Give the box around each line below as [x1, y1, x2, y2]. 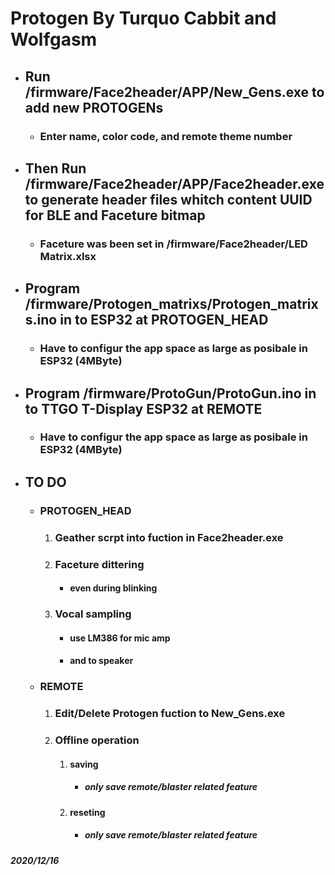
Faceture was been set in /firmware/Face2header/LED [39, 237, 308, 251]
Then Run [24, 160, 87, 177]
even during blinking [69, 582, 158, 594]
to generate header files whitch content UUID [24, 191, 313, 208]
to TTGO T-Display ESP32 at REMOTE [24, 400, 263, 417]
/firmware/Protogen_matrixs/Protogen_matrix [24, 296, 319, 313]
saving [69, 758, 99, 770]
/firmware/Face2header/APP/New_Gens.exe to [24, 83, 325, 101]
